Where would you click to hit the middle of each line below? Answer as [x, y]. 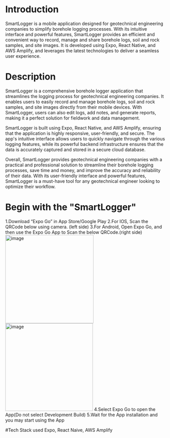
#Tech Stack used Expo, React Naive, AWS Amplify [59, 430]
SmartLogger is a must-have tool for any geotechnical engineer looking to [83, 181]
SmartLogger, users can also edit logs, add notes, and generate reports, [81, 112]
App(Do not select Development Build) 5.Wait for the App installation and [81, 415]
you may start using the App [35, 420]
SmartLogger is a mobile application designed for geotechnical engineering [84, 23]
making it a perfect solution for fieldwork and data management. [73, 118]
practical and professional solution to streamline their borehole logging [79, 165]
